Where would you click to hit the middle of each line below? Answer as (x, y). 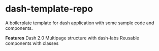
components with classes (32, 43)
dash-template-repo (49, 9)
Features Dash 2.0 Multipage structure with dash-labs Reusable (72, 38)
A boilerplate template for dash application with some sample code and (80, 23)
